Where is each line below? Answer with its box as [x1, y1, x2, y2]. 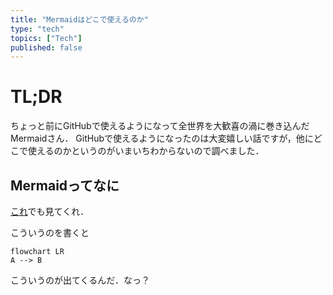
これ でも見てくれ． [10, 206, 90, 217]
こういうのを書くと [10, 227, 90, 238]
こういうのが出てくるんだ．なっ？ [10, 274, 150, 286]
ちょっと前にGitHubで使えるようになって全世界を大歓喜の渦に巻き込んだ [10, 120, 310, 132]
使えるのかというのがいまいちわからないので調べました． [27, 145, 265, 157]
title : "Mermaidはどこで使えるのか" [10, 14, 149, 25]
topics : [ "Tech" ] [10, 33, 83, 43]
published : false [10, 42, 83, 53]
